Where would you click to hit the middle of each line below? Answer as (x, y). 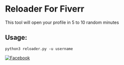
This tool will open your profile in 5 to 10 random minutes (62, 22)
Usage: (16, 38)
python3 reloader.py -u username (39, 49)
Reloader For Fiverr (45, 9)
